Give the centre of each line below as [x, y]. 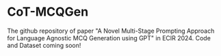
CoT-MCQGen [48, 12]
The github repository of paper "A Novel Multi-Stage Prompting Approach [111, 31]
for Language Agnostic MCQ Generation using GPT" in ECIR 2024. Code [109, 38]
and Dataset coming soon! [44, 45]
